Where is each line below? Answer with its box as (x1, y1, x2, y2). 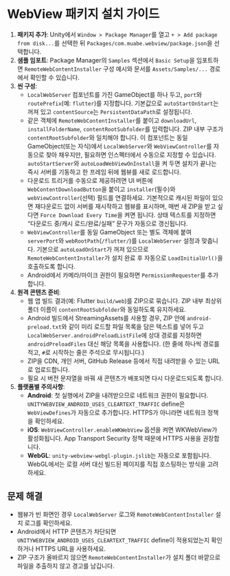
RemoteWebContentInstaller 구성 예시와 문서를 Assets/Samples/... (24, 65, 208, 73)
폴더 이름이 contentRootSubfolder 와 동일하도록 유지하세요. (27, 305, 187, 313)
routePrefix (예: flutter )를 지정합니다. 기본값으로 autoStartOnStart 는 (27, 99, 219, 107)
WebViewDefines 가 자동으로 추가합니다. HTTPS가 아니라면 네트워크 (27, 408, 206, 417)
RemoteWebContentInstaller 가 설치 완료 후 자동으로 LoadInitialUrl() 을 (27, 254, 223, 262)
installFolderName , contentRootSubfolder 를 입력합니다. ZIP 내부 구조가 (27, 124, 224, 133)
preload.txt (27, 324, 62, 331)
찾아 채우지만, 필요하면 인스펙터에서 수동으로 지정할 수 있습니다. (45, 151, 216, 159)
